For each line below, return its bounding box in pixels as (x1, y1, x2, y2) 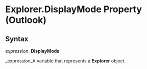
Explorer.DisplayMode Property (5, 4, 142, 15)
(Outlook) (5, 14, 47, 26)
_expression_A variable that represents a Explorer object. (5, 58, 126, 64)
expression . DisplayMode (5, 48, 60, 54)
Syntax (5, 34, 29, 43)
